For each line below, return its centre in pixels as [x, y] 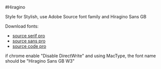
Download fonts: [22, 26]
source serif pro [29, 36]
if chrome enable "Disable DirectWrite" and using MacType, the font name [80, 56]
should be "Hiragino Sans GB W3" [40, 61]
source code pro [29, 46]
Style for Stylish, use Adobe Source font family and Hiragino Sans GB [76, 17]
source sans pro [29, 41]
